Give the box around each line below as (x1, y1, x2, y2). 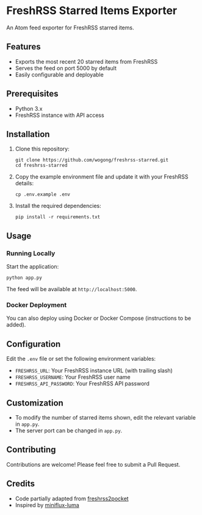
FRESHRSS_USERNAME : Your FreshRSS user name (15, 374, 131, 381)
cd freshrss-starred (15, 163, 68, 169)
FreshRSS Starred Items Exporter (6, 4, 178, 18)
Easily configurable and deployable (15, 71, 104, 78)
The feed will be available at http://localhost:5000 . (6, 286, 137, 293)
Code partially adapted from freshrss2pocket (15, 495, 129, 502)
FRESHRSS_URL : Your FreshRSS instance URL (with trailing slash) (15, 367, 173, 374)
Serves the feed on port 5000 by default (15, 64, 117, 72)
